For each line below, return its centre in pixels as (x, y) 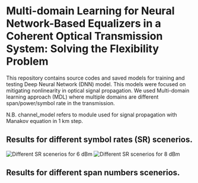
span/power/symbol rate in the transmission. (61, 103)
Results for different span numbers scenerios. (93, 173)
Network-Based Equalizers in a (84, 23)
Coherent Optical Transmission (84, 36)
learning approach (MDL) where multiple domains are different (82, 97)
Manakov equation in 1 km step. (45, 121)
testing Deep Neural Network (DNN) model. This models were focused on (96, 84)
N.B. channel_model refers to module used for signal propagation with (92, 115)
